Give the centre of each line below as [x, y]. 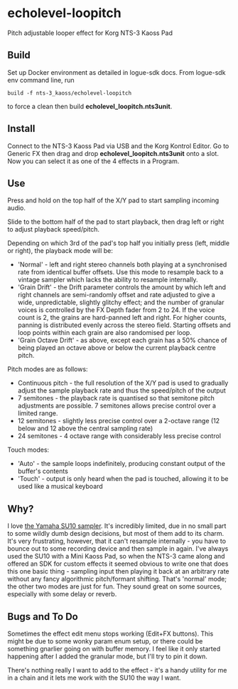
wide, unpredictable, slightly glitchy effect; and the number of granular [121, 302]
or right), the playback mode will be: [60, 251]
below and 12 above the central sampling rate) [85, 428]
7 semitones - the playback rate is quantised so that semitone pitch [116, 398]
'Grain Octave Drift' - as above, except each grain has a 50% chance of [122, 341]
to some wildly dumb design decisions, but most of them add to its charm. [116, 534]
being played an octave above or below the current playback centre [117, 348]
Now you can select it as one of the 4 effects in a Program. [93, 161]
